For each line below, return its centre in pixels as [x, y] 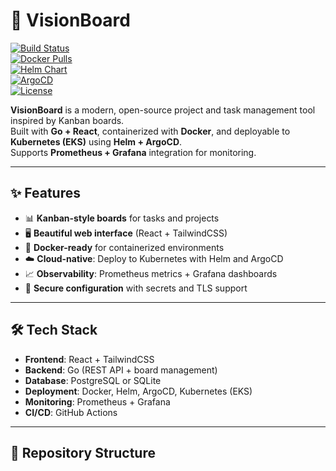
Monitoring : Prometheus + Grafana [97, 401]
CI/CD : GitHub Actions [71, 412]
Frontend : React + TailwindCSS [89, 359]
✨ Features [45, 193]
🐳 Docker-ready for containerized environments [124, 247]
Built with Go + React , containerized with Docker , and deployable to [150, 131]
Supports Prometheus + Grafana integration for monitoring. [133, 152]
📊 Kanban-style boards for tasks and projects [122, 218]
